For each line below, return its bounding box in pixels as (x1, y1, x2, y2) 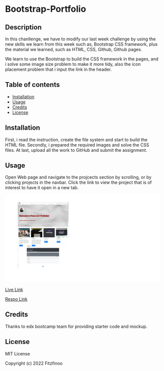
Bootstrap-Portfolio (5, 3, 86, 15)
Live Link (5, 286, 24, 292)
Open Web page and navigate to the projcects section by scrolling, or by (5, 174, 152, 180)
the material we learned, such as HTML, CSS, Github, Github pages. (5, 47, 142, 52)
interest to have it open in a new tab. (5, 185, 79, 191)
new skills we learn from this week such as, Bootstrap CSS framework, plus (5, 41, 158, 47)
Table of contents (5, 81, 60, 89)
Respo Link (5, 296, 28, 302)
